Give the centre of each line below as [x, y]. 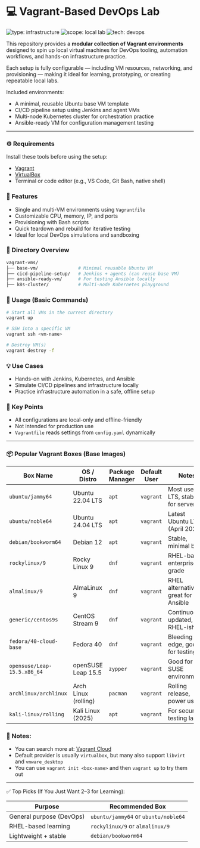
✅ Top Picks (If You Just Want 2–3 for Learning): [65, 791]
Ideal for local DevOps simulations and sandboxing [77, 235]
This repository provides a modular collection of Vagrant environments [95, 44]
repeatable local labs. [32, 81]
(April [175, 528]
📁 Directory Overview [38, 250]
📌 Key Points [25, 407]
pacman [118, 693]
